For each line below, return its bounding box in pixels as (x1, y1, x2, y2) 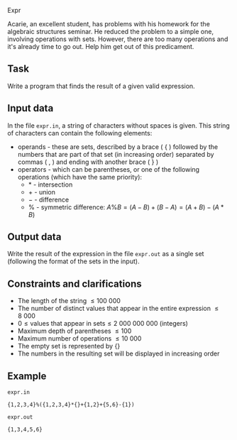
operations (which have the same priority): (17, 172, 143, 181)
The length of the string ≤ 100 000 (17, 297, 121, 305)
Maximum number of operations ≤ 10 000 (17, 334, 142, 343)
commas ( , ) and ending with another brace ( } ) (17, 158, 159, 166)
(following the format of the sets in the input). (7, 257, 140, 265)
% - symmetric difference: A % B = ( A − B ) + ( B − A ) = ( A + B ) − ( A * (28, 202, 224, 211)
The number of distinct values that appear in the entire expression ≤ (17, 304, 219, 313)
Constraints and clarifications (7, 277, 142, 290)
